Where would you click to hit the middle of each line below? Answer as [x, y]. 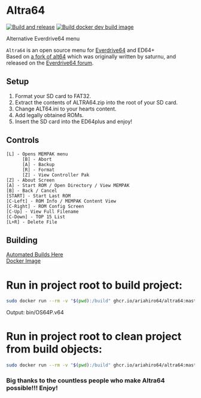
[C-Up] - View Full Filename [42, 212]
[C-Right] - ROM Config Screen [45, 206]
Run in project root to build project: [94, 285]
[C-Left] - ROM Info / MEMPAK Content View [61, 201]
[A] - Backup [38, 164]
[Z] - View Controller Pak [56, 175]
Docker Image [23, 261]
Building [22, 240]
